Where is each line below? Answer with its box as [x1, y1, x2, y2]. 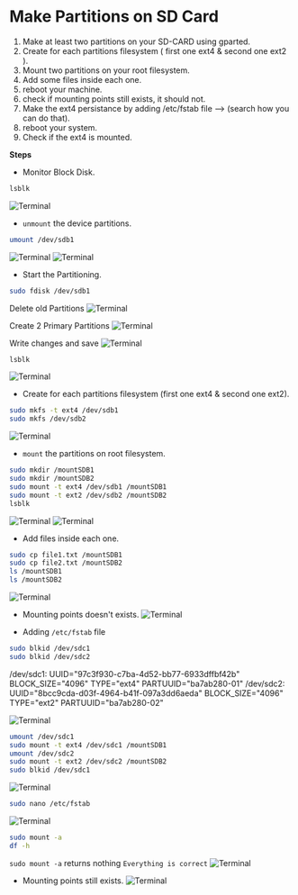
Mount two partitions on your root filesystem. [22, 65, 191, 76]
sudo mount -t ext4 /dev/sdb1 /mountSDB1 [9, 482, 167, 492]
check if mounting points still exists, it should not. [22, 93, 206, 104]
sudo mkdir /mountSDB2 [9, 475, 95, 484]
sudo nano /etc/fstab [9, 800, 91, 809]
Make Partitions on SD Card [9, 6, 219, 27]
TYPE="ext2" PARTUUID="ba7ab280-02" [9, 697, 164, 708]
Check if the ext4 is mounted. [22, 131, 132, 142]
